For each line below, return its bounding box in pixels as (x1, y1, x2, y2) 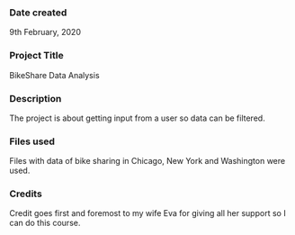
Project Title (9, 50, 65, 62)
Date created (9, 6, 67, 19)
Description (9, 92, 62, 104)
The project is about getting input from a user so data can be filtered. (9, 113, 265, 123)
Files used (9, 135, 56, 148)
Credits (9, 187, 42, 200)
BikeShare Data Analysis (9, 69, 101, 80)
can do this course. (9, 218, 81, 229)
